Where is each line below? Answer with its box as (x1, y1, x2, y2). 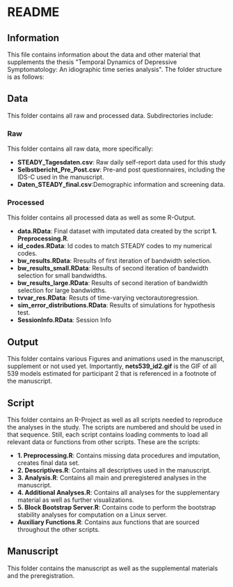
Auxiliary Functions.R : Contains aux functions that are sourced (17, 518, 200, 526)
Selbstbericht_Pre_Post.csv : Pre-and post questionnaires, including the (17, 165, 225, 174)
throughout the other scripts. (17, 526, 100, 534)
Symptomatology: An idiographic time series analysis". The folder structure (7, 66, 223, 73)
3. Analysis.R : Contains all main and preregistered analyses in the (17, 473, 207, 482)
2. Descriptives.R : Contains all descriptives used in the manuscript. (17, 466, 211, 475)
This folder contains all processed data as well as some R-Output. (7, 213, 196, 222)
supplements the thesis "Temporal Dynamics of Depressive (7, 58, 177, 66)
